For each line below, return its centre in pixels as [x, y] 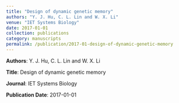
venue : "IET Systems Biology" [43, 22]
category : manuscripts [34, 39]
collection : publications [37, 33]
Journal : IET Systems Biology [42, 83]
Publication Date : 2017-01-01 [41, 95]
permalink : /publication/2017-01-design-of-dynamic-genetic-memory [90, 44]
